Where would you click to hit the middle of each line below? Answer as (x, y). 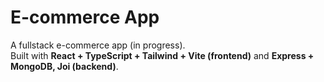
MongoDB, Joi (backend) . (64, 66)
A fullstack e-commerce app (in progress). (98, 45)
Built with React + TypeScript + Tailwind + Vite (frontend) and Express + (162, 55)
